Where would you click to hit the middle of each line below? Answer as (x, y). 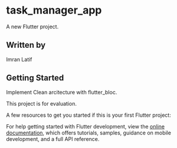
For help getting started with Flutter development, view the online (86, 126)
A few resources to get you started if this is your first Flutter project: (88, 115)
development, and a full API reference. (53, 139)
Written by (26, 45)
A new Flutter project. (32, 27)
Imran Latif (19, 59)
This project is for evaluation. (41, 103)
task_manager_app (54, 10)
